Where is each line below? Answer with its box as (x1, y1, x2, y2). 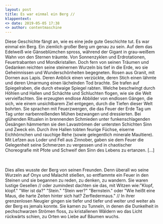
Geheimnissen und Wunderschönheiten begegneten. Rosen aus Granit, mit (5, 70, 155, 75)
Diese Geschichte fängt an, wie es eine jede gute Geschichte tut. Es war (5, 38, 150, 44)
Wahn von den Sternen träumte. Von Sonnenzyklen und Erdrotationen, (5, 54, 146, 60)
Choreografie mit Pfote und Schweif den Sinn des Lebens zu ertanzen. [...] (5, 147, 155, 153)
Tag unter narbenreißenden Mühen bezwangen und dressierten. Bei (5, 111, 141, 117)
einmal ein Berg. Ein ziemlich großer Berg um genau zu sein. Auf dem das (5, 44, 152, 50)
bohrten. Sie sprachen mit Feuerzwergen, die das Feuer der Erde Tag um (5, 106, 151, 112)
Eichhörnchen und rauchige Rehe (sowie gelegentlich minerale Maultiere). (5, 132, 154, 138)
